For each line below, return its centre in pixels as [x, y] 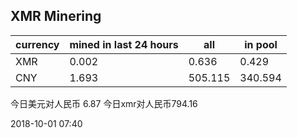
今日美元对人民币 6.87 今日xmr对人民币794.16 [104, 103]
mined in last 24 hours [124, 44]
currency [37, 44]
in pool [261, 44]
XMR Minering [56, 16]
